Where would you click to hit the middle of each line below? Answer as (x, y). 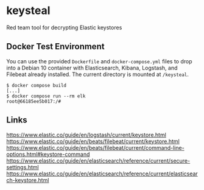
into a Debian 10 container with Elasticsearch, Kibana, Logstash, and (92, 68)
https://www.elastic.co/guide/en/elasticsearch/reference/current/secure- (98, 160)
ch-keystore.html (28, 180)
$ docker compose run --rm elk (46, 96)
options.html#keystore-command (48, 154)
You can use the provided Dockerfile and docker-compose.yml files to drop (100, 61)
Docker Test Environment (55, 47)
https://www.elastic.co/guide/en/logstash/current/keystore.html (86, 135)
